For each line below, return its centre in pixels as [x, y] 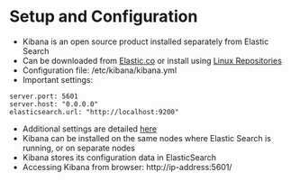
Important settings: [57, 79]
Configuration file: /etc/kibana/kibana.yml [100, 70]
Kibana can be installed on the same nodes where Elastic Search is [147, 138]
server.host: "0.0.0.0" [54, 104]
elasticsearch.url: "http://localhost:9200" [94, 112]
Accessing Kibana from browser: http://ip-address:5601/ [127, 167]
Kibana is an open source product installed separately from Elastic [145, 41]
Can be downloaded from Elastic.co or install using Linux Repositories [152, 60]
